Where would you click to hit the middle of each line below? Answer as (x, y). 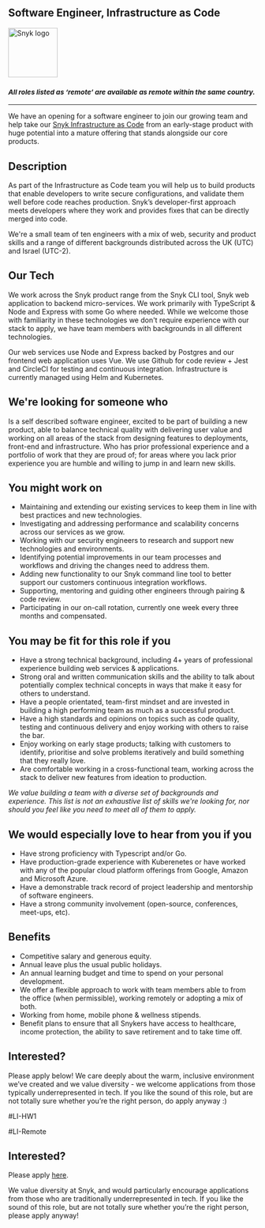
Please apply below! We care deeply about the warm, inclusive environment (131, 1075)
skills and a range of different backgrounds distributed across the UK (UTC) (131, 242)
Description (37, 166)
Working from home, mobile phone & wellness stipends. (110, 1015)
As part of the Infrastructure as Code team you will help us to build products (132, 185)
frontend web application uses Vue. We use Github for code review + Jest (128, 360)
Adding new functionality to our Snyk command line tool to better (125, 574)
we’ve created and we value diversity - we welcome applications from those (132, 1084)
